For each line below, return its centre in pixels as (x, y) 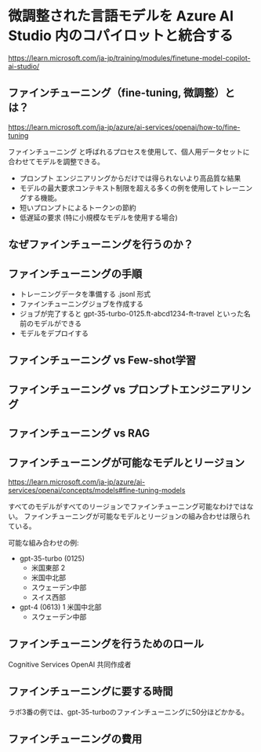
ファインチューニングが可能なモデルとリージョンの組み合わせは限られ (137, 516)
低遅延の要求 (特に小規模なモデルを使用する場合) (98, 217)
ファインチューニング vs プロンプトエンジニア (120, 389)
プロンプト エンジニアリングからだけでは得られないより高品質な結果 (130, 178)
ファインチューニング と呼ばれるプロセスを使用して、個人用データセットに (129, 151)
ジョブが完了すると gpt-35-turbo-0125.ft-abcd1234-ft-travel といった (132, 313)
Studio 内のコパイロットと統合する (121, 36)
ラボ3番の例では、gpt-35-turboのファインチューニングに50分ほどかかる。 (129, 712)
